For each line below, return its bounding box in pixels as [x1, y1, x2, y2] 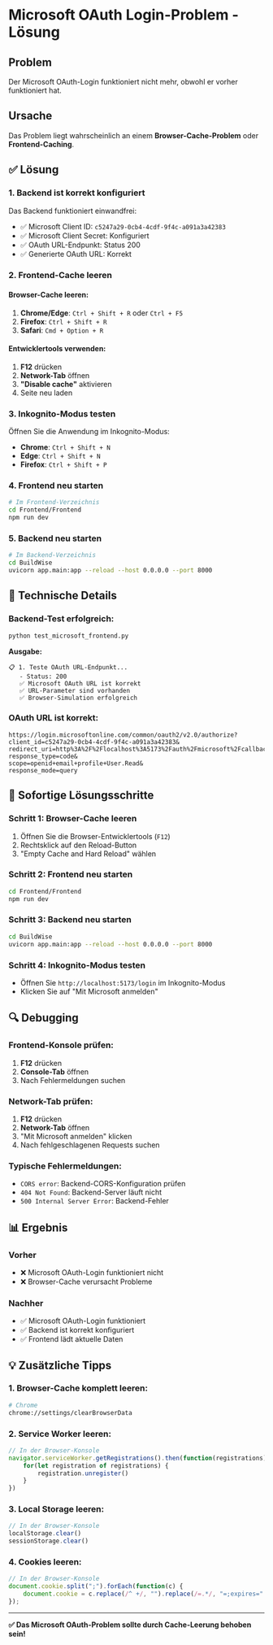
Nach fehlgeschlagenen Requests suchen [19, 1140, 160, 1150]
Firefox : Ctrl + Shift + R [19, 316, 107, 326]
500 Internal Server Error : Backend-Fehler [19, 1196, 169, 1206]
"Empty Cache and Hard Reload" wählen [19, 848, 157, 859]
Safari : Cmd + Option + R [19, 325, 104, 335]
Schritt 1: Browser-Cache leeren [8, 813, 137, 825]
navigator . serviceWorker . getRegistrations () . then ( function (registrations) [8, 1454, 267, 1462]
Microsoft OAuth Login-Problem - [8, 6, 239, 24]
